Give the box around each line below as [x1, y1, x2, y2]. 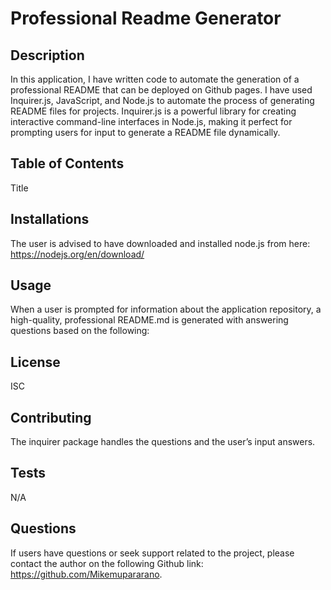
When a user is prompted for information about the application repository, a [10, 303, 322, 316]
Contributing [10, 409, 92, 426]
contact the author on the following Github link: [10, 557, 204, 569]
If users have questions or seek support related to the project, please [10, 547, 295, 559]
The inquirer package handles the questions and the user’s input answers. [10, 436, 316, 448]
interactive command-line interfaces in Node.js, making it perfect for [10, 116, 293, 127]
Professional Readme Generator [10, 7, 282, 30]
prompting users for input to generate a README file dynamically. [10, 127, 281, 138]
